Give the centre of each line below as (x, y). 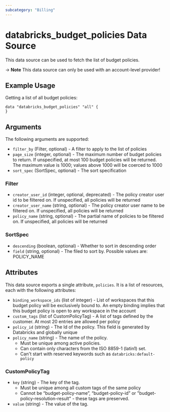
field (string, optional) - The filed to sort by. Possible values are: (80, 251)
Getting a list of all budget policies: (41, 98)
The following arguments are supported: (47, 139)
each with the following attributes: (41, 290)
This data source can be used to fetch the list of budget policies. (73, 60)
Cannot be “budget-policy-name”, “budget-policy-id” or (78, 393)
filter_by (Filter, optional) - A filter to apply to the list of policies (80, 149)
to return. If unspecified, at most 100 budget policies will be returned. (84, 160)
